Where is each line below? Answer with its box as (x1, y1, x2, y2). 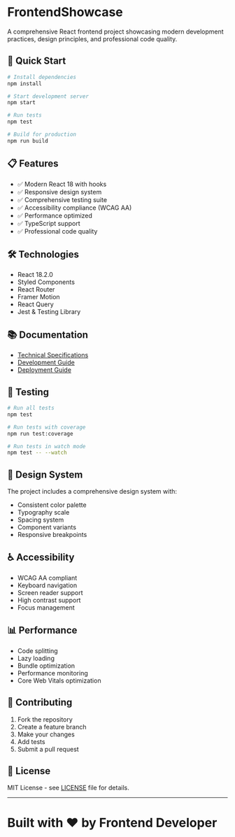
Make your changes (17, 730, 75, 738)
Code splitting (17, 646, 58, 654)
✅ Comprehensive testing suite (17, 195, 107, 203)
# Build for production (7, 131, 77, 138)
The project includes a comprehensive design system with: (7, 487, 177, 496)
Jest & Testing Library (17, 308, 81, 316)
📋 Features (7, 158, 59, 170)
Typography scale (17, 508, 70, 517)
